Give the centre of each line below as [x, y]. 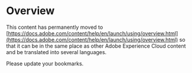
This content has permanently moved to [55, 27]
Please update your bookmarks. [45, 64]
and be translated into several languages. [56, 52]
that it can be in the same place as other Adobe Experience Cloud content [96, 46]
